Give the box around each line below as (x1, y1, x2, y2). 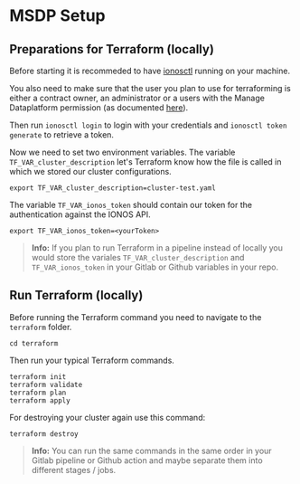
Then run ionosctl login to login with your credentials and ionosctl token (9, 119, 287, 130)
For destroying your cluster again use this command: (9, 412, 206, 422)
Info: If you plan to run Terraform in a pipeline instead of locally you (31, 242, 283, 253)
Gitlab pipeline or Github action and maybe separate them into (31, 454, 264, 466)
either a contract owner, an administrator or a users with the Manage (9, 92, 265, 103)
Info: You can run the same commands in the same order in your (31, 445, 273, 456)
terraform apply (9, 395, 70, 405)
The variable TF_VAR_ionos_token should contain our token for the (9, 200, 253, 210)
